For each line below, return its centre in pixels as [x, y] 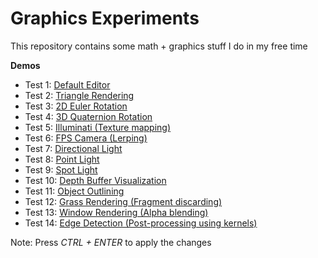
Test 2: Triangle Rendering [79, 95]
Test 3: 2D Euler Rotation [76, 106]
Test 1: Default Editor [67, 84]
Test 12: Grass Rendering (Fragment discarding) [123, 201]
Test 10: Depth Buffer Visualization [95, 180]
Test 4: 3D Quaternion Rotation [88, 116]
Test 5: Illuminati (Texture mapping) [98, 127]
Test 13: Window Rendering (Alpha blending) [116, 212]
